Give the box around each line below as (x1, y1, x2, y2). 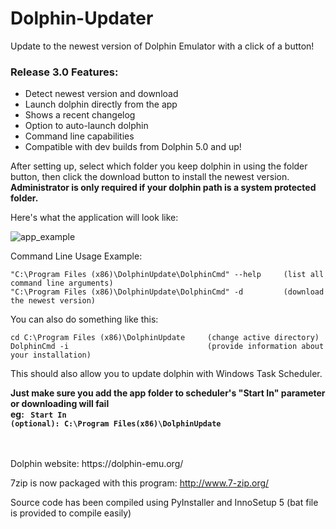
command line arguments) (10, 278, 114, 289)
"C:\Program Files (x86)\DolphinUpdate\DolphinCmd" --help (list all (10, 270, 325, 280)
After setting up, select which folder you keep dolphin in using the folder (10, 160, 308, 172)
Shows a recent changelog (24, 109, 136, 121)
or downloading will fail (10, 398, 110, 410)
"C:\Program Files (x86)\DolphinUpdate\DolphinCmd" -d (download (10, 287, 325, 297)
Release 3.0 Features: (10, 65, 119, 79)
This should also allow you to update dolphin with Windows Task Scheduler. (10, 368, 323, 380)
